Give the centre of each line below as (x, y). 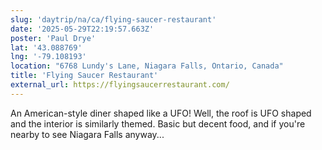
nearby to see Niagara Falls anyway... (87, 134)
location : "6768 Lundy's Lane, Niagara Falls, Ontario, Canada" (147, 66)
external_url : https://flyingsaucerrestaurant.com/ (120, 85)
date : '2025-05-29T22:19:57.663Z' (82, 29)
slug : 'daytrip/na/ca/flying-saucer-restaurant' (113, 19)
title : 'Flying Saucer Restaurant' (84, 76)
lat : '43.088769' (46, 47)
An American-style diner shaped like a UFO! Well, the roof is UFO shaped (161, 113)
